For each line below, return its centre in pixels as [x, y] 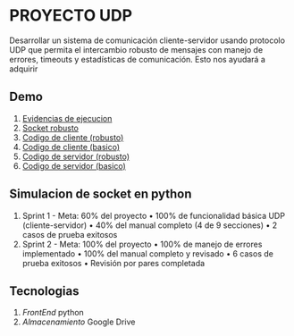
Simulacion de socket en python [101, 194]
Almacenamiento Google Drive [79, 322]
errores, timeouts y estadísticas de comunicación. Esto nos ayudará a [138, 59]
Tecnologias [44, 291]
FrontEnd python [53, 313]
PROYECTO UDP [71, 16]
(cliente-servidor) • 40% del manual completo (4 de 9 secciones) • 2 [150, 225]
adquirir [24, 69]
